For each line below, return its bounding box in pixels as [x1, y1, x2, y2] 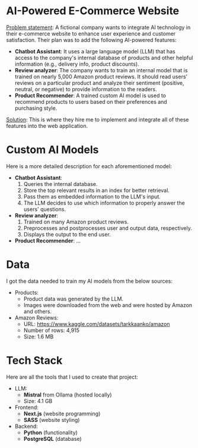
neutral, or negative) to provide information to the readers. [14, 85, 157, 92]
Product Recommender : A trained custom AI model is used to [14, 92, 166, 99]
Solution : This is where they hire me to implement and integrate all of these [6, 116, 189, 123]
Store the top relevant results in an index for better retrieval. [23, 187, 170, 194]
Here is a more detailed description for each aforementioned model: [6, 162, 172, 169]
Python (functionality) [23, 428, 78, 436]
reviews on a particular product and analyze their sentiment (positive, [14, 79, 185, 87]
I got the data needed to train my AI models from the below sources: [6, 277, 173, 284]
